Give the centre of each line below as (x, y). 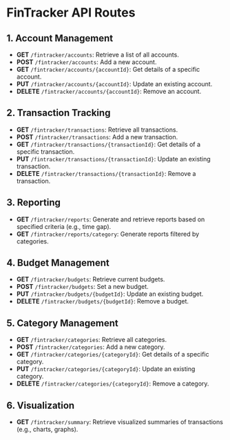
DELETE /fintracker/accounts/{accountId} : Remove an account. (109, 91)
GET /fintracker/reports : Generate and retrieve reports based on (111, 219)
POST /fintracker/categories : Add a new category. (91, 347)
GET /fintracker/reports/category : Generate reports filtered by (108, 234)
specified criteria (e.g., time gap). (64, 226)
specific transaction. (45, 151)
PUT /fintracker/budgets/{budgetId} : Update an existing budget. (110, 294)
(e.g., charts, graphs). (47, 430)
